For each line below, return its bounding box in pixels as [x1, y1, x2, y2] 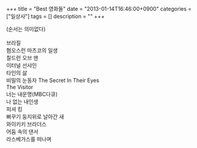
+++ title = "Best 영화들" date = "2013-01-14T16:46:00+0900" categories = [6, 5, 192, 12]
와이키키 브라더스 [6, 120, 47, 128]
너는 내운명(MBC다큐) [6, 90, 58, 98]
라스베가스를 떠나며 [6, 135, 52, 143]
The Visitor [6, 83, 34, 90]
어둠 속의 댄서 [6, 128, 39, 135]
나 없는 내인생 [6, 98, 39, 105]
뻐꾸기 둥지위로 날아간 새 [6, 113, 64, 120]
